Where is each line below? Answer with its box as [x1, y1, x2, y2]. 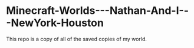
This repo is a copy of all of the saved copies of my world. [6, 35, 147, 42]
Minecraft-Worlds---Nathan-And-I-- [6, 4, 189, 17]
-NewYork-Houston [6, 16, 104, 29]
